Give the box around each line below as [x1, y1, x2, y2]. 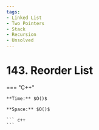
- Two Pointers [6, 20, 45, 26]
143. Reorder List [6, 63, 93, 78]
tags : [6, 9, 20, 15]
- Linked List [6, 15, 43, 21]
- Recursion [6, 32, 36, 38]
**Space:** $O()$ [6, 106, 50, 112]
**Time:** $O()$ [6, 95, 47, 101]
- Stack [6, 26, 26, 32]
